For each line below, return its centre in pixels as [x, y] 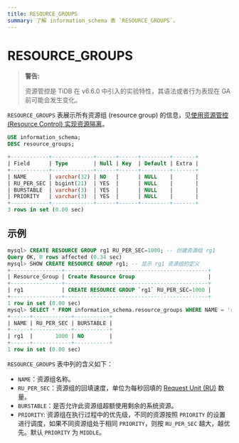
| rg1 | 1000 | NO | [60, 337]
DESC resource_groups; [41, 144]
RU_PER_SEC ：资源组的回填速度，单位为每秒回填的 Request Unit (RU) [117, 388]
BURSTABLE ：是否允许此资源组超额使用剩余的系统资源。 [97, 405]
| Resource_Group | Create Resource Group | [110, 277]
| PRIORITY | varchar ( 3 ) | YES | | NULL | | [103, 197]
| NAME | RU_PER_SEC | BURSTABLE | [60, 323]
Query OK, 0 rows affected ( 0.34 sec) [65, 257]
